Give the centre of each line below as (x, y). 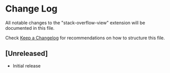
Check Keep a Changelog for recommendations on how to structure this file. (85, 38)
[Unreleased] (27, 54)
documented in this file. (30, 28)
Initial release (26, 65)
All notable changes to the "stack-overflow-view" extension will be (75, 23)
